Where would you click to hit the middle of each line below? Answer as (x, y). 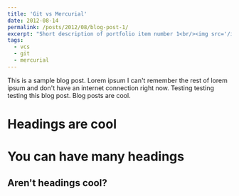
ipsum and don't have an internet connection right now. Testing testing (111, 88)
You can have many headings (96, 157)
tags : (15, 40)
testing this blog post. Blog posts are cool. (69, 95)
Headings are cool (62, 124)
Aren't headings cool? (58, 183)
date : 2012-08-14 (33, 21)
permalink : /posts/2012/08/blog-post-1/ (68, 27)
